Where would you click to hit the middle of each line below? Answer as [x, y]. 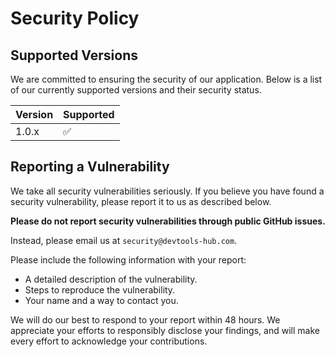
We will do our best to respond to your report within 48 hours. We [145, 319]
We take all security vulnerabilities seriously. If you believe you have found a [167, 191]
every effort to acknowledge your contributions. [109, 341]
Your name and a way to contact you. [101, 300]
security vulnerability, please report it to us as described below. [141, 201]
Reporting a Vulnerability [90, 167]
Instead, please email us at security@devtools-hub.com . [124, 240]
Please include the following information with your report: [128, 259]
